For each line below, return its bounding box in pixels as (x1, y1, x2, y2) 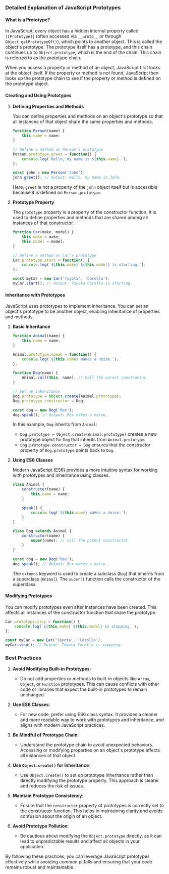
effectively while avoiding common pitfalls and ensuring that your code (5, 859, 152, 865)
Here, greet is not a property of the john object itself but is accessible (12, 184, 158, 190)
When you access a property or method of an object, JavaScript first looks (5, 65, 160, 71)
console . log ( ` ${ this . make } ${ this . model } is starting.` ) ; (22, 262, 146, 267)
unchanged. (20, 692, 45, 698)
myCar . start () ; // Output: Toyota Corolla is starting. (12, 281, 133, 286)
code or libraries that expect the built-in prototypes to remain (20, 686, 147, 692)
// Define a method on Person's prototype (12, 147, 103, 152)
